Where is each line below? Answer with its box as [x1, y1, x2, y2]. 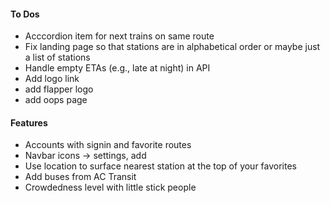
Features [10, 116, 48, 129]
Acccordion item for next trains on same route [24, 30, 215, 42]
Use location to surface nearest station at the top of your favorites [24, 160, 298, 172]
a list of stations [24, 51, 91, 64]
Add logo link [24, 73, 80, 85]
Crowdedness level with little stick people [24, 181, 197, 194]
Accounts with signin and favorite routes [24, 139, 192, 151]
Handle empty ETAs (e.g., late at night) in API [24, 62, 211, 74]
